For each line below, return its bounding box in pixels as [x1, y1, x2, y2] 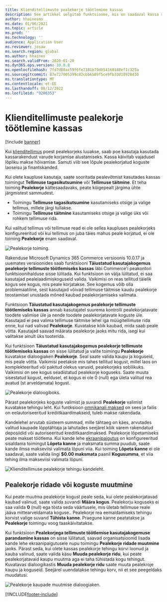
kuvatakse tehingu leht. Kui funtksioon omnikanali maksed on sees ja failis [5, 404, 157, 410]
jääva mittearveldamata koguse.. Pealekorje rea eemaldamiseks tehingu [5, 509, 152, 515]
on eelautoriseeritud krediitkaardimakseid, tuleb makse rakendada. [5, 410, 142, 416]
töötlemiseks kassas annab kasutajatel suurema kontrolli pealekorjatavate [5, 307, 158, 313]
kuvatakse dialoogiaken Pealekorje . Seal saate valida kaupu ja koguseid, [5, 354, 154, 360]
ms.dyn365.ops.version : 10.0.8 [5, 63, 70, 68]
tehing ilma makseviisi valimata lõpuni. [5, 456, 83, 463]
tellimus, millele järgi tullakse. [12, 205, 73, 211]
